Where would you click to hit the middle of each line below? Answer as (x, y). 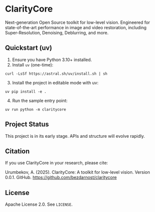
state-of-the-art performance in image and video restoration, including (76, 27)
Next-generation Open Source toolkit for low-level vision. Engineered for (77, 22)
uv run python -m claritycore (36, 109)
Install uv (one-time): (33, 65)
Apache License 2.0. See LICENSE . (39, 204)
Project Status (27, 124)
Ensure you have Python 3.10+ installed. (52, 60)
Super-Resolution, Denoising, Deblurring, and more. (57, 33)
